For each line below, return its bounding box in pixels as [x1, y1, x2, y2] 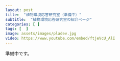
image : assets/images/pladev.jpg [5, 31, 77, 36]
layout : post [5, 7, 33, 13]
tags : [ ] [5, 26, 29, 32]
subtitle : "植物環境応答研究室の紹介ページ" [5, 17, 92, 22]
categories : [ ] [5, 21, 40, 27]
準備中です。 [5, 50, 32, 56]
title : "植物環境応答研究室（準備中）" [5, 12, 82, 17]
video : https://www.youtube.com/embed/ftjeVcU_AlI [5, 36, 115, 41]
